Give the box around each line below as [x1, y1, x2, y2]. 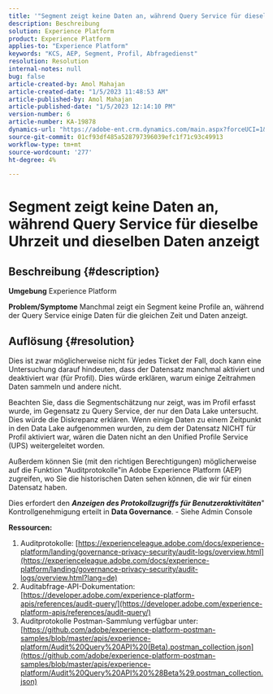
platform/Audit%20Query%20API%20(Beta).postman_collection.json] [19, 642, 254, 652]
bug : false [8, 72, 45, 81]
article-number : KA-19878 [8, 118, 96, 126]
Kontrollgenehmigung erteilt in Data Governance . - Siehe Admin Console [8, 507, 253, 517]
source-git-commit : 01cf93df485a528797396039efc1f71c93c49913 [8, 133, 223, 141]
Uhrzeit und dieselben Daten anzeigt [8, 233, 260, 251]
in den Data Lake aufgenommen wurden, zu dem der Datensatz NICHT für [8, 424, 256, 434]
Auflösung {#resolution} [8, 334, 136, 348]
